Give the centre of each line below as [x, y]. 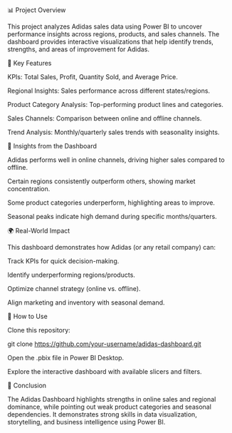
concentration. [29, 189]
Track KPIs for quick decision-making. [63, 261]
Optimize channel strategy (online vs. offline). [74, 289]
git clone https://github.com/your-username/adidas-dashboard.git [104, 344]
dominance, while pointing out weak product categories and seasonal [110, 407]
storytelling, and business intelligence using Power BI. [86, 422]
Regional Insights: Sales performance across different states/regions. [109, 91]
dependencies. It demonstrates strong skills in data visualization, [102, 414]
